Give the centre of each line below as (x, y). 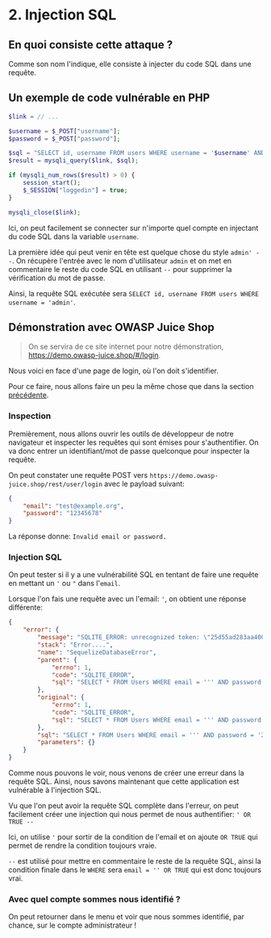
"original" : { (61, 697)
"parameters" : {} (66, 743)
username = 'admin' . (42, 302)
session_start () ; (52, 183)
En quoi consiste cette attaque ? (91, 45)
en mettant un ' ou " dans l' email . (65, 584)
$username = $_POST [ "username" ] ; (65, 131)
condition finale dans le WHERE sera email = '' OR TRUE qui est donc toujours (135, 870)
